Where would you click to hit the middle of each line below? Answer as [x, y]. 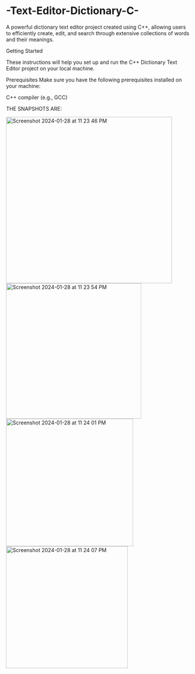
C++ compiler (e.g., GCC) [37, 97]
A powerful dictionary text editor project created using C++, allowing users [96, 27]
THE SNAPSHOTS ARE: [34, 108]
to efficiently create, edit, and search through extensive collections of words [98, 33]
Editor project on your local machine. [50, 68]
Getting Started [25, 50]
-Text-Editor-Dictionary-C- [72, 11]
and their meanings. [30, 39]
